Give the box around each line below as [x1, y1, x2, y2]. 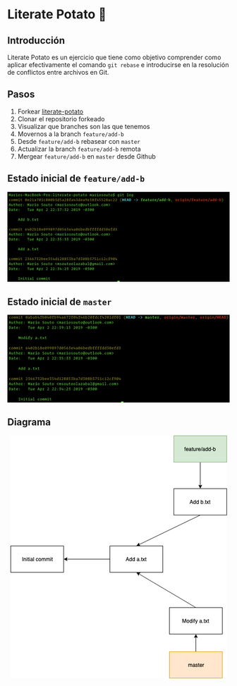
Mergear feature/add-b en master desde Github [17, 152, 157, 161]
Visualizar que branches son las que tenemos [17, 122, 150, 130]
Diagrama [7, 416, 51, 429]
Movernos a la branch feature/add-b [17, 130, 125, 138]
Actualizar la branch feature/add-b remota [17, 145, 141, 153]
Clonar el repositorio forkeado [17, 114, 105, 123]
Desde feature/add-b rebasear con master [17, 137, 141, 145]
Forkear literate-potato [17, 107, 84, 116]
